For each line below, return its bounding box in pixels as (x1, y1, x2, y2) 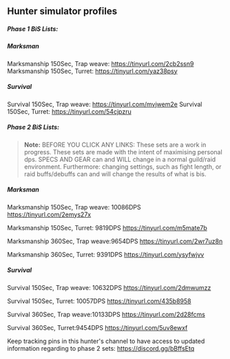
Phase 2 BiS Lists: (7, 123, 60, 132)
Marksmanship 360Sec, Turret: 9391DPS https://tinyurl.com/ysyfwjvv (7, 250, 205, 258)
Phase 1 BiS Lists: (7, 24, 59, 33)
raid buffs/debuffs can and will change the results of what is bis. (23, 170, 207, 178)
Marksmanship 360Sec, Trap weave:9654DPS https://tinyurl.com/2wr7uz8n (7, 237, 223, 245)
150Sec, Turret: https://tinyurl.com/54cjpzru (7, 107, 132, 116)
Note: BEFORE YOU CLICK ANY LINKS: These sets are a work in (23, 141, 207, 149)
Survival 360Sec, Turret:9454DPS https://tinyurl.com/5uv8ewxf (7, 323, 188, 331)
